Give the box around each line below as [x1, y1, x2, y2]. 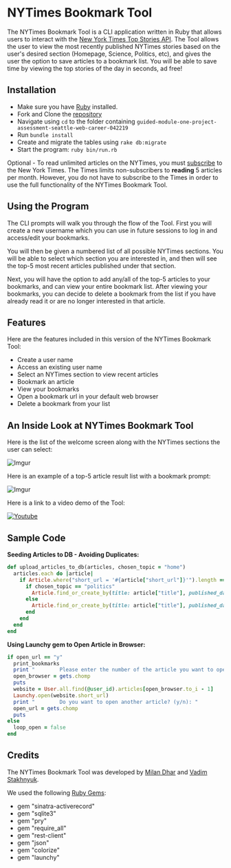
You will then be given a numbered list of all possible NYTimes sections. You [7, 247, 223, 255]
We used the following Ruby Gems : [7, 788, 107, 797]
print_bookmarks [13, 660, 60, 667]
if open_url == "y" [7, 654, 63, 660]
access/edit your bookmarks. [7, 233, 90, 242]
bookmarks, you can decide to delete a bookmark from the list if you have [7, 290, 217, 298]
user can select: [7, 445, 53, 454]
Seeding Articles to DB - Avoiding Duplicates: [7, 550, 140, 558]
